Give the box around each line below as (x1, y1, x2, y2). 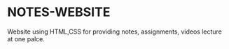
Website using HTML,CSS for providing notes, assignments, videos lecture (7, 27, 223, 36)
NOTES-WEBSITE (7, 4, 111, 20)
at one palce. (7, 34, 46, 43)
